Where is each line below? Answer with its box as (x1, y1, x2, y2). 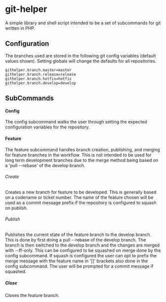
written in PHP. (5, 25, 36, 31)
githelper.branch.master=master (5, 67, 72, 72)
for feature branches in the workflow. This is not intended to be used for (5, 152, 152, 158)
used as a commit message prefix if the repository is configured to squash (5, 199, 157, 205)
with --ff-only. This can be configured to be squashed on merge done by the (5, 247, 161, 253)
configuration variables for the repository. (5, 124, 90, 130)
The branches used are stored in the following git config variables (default (5, 53, 156, 59)
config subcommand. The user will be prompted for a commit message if (5, 263, 154, 269)
